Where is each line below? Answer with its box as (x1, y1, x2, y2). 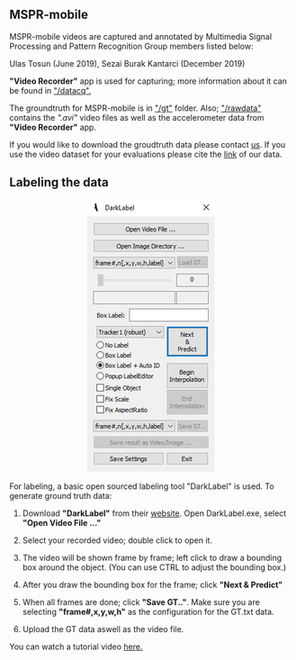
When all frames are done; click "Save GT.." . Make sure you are (22, 596, 261, 607)
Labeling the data (9, 175, 110, 190)
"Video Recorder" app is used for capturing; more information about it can (9, 76, 288, 86)
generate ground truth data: (9, 490, 112, 501)
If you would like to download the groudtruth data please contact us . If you (9, 139, 286, 149)
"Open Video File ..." (22, 517, 102, 528)
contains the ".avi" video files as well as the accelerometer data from (9, 112, 265, 122)
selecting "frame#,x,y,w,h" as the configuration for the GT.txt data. (22, 606, 274, 617)
